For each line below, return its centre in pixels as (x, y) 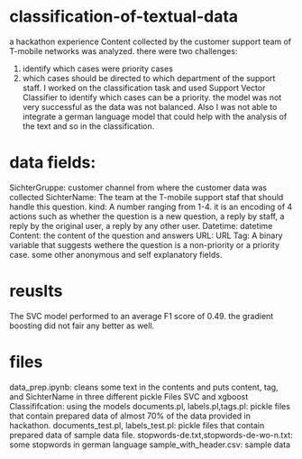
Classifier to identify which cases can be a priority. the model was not (152, 97)
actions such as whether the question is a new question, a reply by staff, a (147, 216)
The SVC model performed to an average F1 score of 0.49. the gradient (142, 316)
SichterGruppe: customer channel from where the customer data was (138, 188)
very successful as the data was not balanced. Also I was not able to (150, 106)
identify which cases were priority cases (98, 69)
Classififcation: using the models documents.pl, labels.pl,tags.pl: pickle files (150, 406)
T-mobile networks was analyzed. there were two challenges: (124, 50)
